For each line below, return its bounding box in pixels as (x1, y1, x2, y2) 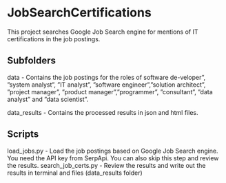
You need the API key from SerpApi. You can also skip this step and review (7, 153, 219, 162)
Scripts (7, 129, 39, 140)
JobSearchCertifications (7, 5, 152, 21)
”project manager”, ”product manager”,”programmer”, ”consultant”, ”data (7, 87, 214, 96)
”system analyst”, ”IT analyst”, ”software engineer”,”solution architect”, (7, 80, 206, 89)
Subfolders (7, 55, 56, 67)
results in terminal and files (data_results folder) (7, 169, 143, 177)
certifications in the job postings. (7, 34, 101, 43)
